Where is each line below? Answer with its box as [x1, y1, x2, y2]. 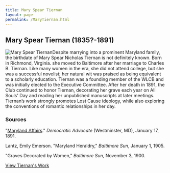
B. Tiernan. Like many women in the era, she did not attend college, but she [5, 66, 164, 72]
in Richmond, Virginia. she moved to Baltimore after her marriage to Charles [5, 60, 164, 66]
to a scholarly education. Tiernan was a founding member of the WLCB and [5, 76, 164, 82]
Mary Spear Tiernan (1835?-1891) [5, 36, 114, 44]
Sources [5, 116, 27, 123]
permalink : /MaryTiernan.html [5, 17, 70, 22]
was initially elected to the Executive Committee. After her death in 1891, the [5, 82, 165, 88]
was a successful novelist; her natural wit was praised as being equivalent [5, 71, 161, 77]
